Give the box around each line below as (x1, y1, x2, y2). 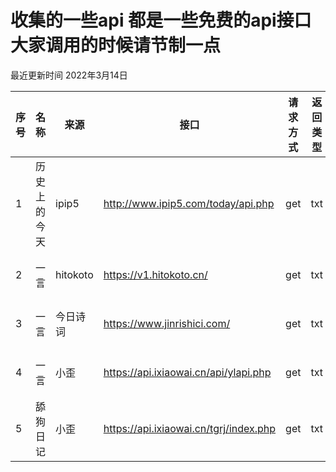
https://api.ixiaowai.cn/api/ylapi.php (103, 365, 272, 379)
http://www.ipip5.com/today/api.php (103, 196, 275, 210)
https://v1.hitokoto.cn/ (103, 267, 208, 281)
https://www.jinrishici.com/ (103, 316, 231, 330)
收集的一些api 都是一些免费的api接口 (10, 9, 312, 32)
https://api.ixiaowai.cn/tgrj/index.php (103, 421, 277, 435)
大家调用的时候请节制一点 (10, 34, 222, 57)
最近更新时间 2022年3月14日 (10, 69, 128, 81)
